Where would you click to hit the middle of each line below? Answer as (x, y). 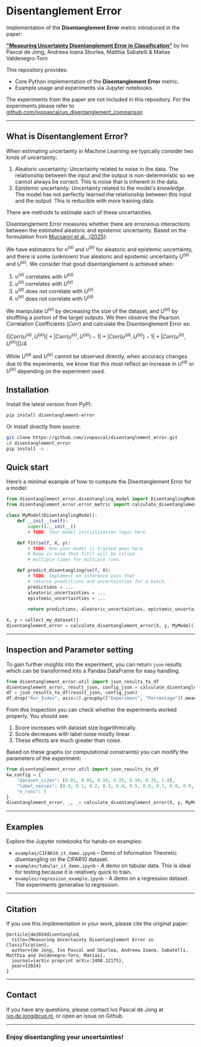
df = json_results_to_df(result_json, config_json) (72, 693)
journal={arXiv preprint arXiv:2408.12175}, (68, 961)
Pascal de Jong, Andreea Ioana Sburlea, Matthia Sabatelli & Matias (88, 51)
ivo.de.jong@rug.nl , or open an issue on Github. (65, 1016)
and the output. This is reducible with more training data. (85, 200)
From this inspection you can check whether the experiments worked (92, 710)
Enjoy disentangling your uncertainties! (65, 1037)
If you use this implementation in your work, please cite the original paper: (98, 923)
